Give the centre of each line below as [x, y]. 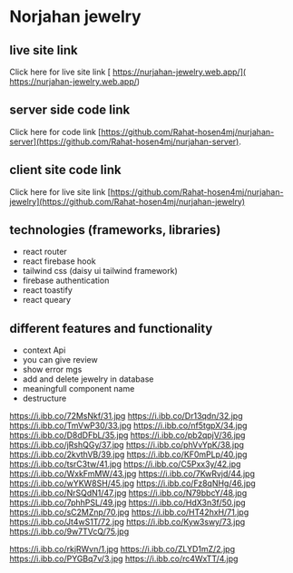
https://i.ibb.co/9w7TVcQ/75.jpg [69, 531]
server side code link [70, 110]
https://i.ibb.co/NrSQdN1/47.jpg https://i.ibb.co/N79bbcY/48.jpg [128, 493]
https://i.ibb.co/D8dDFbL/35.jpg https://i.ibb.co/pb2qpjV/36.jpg [127, 435]
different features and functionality [111, 328]
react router [45, 252]
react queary [46, 300]
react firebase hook [59, 261]
